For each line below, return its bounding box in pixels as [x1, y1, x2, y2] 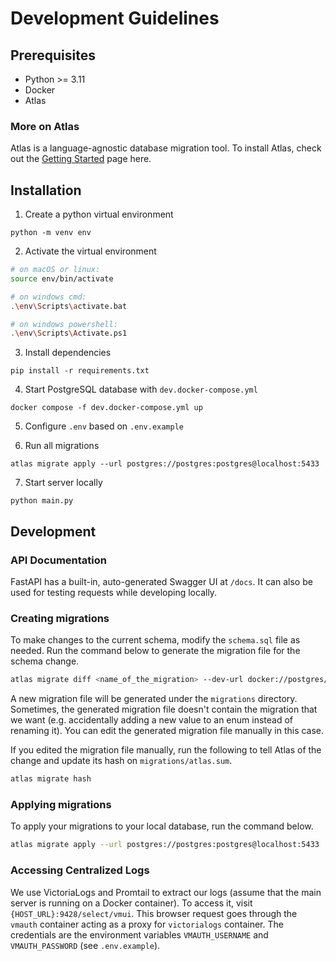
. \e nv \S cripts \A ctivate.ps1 [10, 328, 128, 339]
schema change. [10, 655, 80, 667]
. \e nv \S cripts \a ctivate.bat [10, 301, 128, 311]
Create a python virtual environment [24, 208, 174, 221]
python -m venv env [10, 228, 92, 238]
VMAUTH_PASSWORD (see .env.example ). [10, 939, 161, 951]
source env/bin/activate [10, 273, 114, 284]
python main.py [10, 496, 74, 506]
